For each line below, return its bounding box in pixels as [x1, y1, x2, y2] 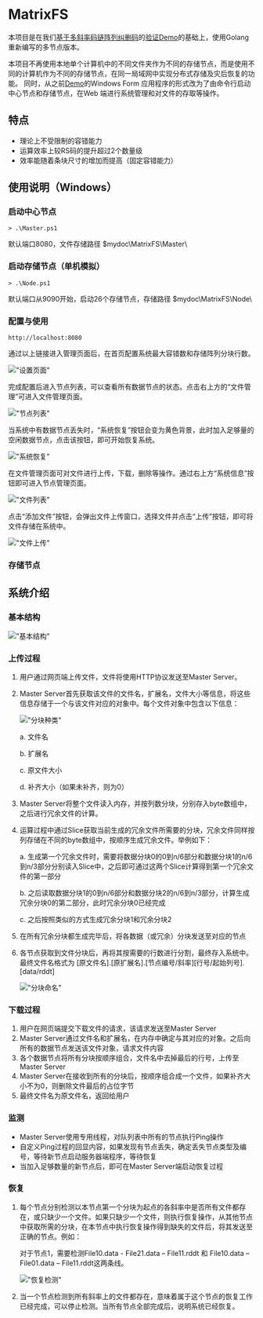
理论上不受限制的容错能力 [19, 136, 103, 145]
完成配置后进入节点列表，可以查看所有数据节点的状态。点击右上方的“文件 [8, 383, 245, 392]
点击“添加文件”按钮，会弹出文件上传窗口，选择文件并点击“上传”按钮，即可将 [8, 512, 254, 522]
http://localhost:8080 [8, 334, 82, 342]
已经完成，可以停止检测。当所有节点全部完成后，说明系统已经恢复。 [19, 1302, 240, 1311]
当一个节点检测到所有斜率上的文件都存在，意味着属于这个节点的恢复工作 [19, 1291, 253, 1301]
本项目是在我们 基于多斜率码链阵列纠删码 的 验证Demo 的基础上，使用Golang [8, 32, 249, 42]
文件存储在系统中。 [8, 522, 70, 531]
